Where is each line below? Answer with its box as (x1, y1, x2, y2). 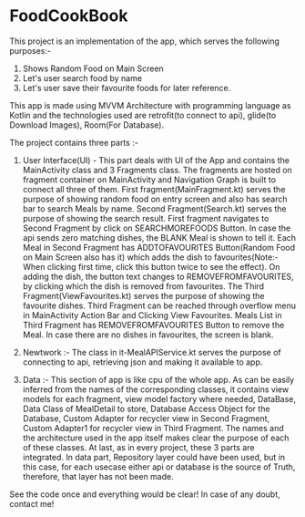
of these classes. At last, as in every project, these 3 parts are (22, 441, 255, 452)
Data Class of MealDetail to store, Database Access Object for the (22, 403, 270, 414)
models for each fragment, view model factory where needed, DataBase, (22, 393, 297, 404)
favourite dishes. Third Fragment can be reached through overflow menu (22, 300, 297, 311)
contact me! (9, 498, 55, 509)
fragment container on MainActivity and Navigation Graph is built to (22, 174, 276, 185)
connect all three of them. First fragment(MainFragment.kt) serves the (22, 183, 286, 194)
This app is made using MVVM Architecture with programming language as (9, 99, 291, 110)
